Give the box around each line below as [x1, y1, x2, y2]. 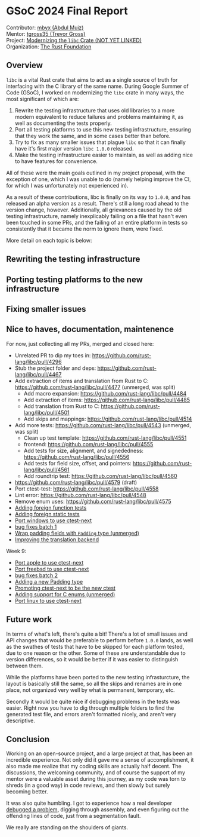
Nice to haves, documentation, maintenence [6, 324, 174, 335]
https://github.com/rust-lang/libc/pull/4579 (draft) [14, 479, 137, 486]
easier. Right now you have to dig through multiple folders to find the [6, 704, 174, 712]
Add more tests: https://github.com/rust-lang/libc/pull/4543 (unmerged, [14, 421, 192, 428]
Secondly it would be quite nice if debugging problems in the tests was [6, 698, 180, 705]
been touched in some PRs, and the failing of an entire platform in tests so [6, 219, 187, 226]
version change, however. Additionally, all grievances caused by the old [6, 206, 182, 213]
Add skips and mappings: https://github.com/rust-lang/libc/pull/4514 [23, 415, 192, 422]
